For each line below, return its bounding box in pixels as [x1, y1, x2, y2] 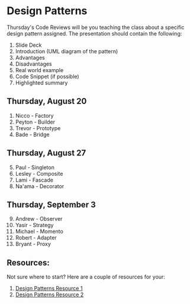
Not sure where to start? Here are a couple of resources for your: [7, 273, 165, 280]
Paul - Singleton [15, 164, 55, 171]
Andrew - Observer [15, 215, 63, 222]
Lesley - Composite [15, 170, 63, 177]
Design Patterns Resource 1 [15, 285, 83, 292]
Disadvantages [15, 60, 52, 67]
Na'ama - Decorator [15, 182, 65, 190]
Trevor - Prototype [15, 124, 61, 131]
